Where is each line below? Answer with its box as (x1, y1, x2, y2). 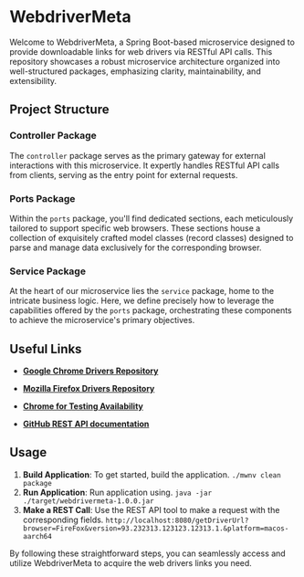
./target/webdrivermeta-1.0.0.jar (22, 496, 154, 506)
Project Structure (9, 102, 110, 118)
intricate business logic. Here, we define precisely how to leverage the (9, 295, 275, 307)
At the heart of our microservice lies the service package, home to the (9, 286, 275, 297)
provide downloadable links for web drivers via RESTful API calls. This (9, 46, 273, 57)
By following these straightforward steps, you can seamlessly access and (9, 548, 286, 559)
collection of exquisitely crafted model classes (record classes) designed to (9, 232, 294, 243)
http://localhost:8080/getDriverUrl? (105, 516, 249, 525)
